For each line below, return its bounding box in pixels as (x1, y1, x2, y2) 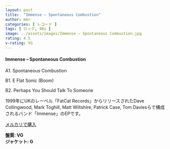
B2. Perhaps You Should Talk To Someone (5, 87, 93, 93)
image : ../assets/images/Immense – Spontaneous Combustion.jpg (5, 31, 142, 36)
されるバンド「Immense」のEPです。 (5, 110, 83, 116)
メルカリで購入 (5, 121, 37, 127)
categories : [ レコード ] (5, 21, 57, 27)
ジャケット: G (5, 138, 33, 144)
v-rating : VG (5, 41, 33, 46)
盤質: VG (5, 132, 24, 138)
